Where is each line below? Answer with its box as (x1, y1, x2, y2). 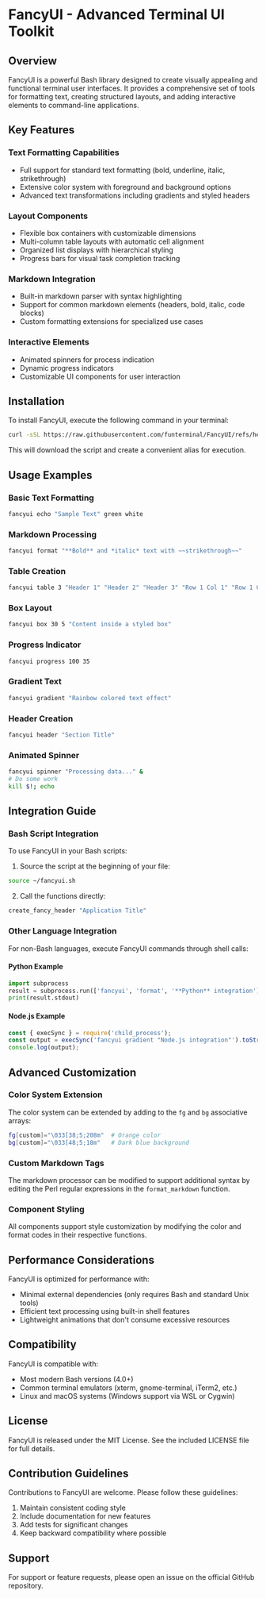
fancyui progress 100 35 (8, 657, 90, 665)
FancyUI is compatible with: (8, 1359, 99, 1369)
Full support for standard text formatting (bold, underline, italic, (19, 165, 226, 175)
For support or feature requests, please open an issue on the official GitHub (8, 1573, 255, 1582)
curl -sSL (8, 431, 41, 439)
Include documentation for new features (19, 1511, 151, 1521)
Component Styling (8, 1203, 85, 1215)
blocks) (19, 308, 45, 318)
